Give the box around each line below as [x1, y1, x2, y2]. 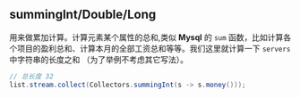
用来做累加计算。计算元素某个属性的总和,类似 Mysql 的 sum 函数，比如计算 [9, 31, 284, 43]
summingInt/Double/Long [9, 7, 157, 22]
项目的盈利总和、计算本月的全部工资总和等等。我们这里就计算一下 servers [16, 43, 291, 53]
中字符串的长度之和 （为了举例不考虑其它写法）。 [9, 53, 188, 65]
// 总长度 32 [9, 71, 54, 81]
